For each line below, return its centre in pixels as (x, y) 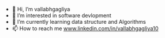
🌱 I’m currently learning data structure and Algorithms (79, 22)
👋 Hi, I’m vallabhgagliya (41, 9)
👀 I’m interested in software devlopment (62, 15)
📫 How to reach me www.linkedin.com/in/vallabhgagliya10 (85, 28)
